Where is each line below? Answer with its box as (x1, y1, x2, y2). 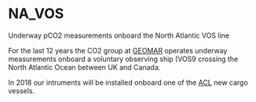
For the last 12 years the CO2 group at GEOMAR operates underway (8, 46, 228, 55)
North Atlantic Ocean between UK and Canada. (8, 62, 161, 71)
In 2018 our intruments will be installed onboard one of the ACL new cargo (8, 78, 249, 87)
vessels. (8, 86, 35, 95)
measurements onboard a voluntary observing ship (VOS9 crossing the (8, 54, 239, 64)
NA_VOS (8, 5, 64, 23)
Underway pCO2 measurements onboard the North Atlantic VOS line (8, 31, 230, 40)
